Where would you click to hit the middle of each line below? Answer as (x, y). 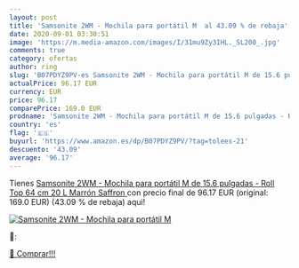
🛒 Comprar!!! (32, 253)
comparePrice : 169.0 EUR (55, 108)
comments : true (37, 51)
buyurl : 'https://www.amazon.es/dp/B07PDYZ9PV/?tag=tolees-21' (129, 141)
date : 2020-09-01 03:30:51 (59, 34)
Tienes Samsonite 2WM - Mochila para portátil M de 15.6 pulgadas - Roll (142, 183)
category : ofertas (43, 59)
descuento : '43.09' (45, 149)
